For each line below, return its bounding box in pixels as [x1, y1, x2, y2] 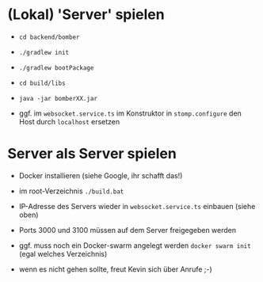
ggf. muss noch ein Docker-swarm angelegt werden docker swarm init [18, 240, 251, 250]
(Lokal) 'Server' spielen [7, 6, 165, 24]
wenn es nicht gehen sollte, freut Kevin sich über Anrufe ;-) [18, 264, 213, 274]
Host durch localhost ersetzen [18, 116, 120, 126]
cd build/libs [18, 79, 66, 87]
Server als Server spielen [7, 145, 177, 163]
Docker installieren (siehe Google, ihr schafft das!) [18, 170, 183, 180]
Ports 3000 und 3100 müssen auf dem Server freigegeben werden [18, 225, 237, 234]
